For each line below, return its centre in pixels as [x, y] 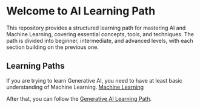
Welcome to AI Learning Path [81, 11]
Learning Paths [35, 66]
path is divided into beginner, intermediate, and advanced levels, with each [100, 40]
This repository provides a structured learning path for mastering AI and [96, 28]
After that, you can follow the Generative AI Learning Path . [79, 98]
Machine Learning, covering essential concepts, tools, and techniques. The [100, 34]
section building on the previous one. [52, 47]
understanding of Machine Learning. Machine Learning [75, 87]
